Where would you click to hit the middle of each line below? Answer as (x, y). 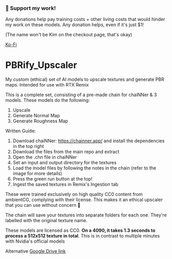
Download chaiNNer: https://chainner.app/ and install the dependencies (89, 141)
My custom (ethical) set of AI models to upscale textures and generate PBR (85, 79)
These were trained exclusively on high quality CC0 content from (74, 195)
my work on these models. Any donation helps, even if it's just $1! (74, 25)
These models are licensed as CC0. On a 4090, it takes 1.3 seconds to (80, 230)
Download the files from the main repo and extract (66, 152)
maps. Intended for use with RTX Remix (47, 85)
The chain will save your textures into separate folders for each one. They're (86, 215)
